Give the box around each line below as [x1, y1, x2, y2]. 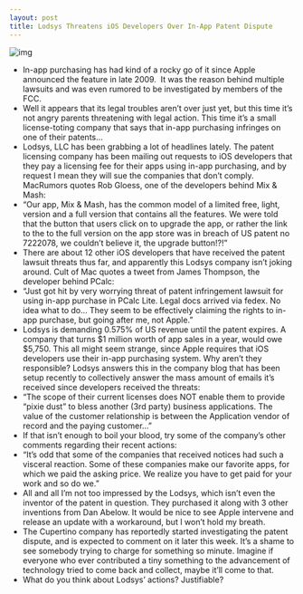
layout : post [9, 13, 59, 23]
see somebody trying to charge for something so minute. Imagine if [22, 545, 274, 556]
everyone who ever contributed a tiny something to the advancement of [22, 554, 291, 566]
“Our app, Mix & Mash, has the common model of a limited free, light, [22, 198, 280, 209]
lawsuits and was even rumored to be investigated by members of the [22, 83, 283, 94]
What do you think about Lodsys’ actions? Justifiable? [22, 574, 224, 585]
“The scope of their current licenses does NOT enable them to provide [22, 391, 286, 402]
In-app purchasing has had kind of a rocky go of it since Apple [22, 64, 256, 75]
